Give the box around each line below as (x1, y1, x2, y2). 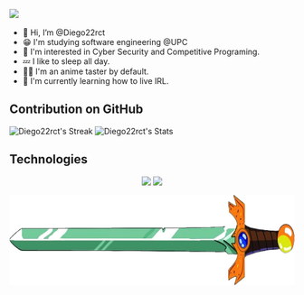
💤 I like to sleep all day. (22, 56, 110, 67)
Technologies (9, 152, 89, 167)
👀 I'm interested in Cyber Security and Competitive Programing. (22, 46, 261, 57)
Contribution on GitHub (9, 102, 144, 117)
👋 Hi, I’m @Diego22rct (22, 27, 106, 38)
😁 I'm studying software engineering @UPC (22, 37, 188, 47)
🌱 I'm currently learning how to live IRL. (22, 76, 169, 86)
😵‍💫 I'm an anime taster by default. (22, 66, 149, 77)
